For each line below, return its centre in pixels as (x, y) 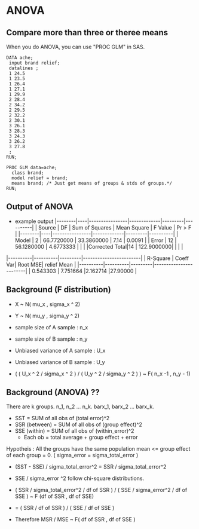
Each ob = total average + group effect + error (81, 438)
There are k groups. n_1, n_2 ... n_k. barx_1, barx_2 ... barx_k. (80, 406)
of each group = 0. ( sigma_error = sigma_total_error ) (72, 455)
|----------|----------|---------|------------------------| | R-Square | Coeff (98, 258)
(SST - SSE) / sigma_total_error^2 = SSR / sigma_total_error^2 (91, 467)
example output (34, 221)
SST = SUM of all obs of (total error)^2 (62, 418)
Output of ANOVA (40, 207)
